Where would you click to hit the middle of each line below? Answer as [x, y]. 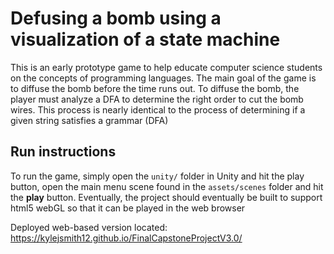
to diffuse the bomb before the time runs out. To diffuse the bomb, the [155, 88]
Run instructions [63, 152]
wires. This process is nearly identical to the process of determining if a [158, 109]
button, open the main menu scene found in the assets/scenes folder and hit [167, 186]
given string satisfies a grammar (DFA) [89, 120]
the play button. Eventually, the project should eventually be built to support [166, 197]
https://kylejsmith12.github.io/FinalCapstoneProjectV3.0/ [126, 238]
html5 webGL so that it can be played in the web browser [128, 208]
